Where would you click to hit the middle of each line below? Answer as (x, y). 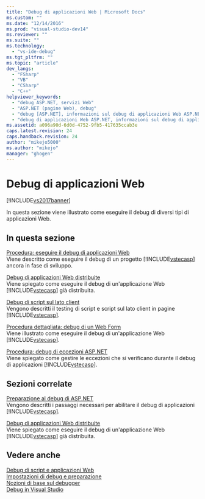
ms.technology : (26, 46)
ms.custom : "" (24, 18)
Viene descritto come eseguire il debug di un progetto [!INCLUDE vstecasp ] (101, 259)
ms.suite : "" (23, 40)
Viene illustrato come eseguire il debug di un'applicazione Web (85, 333)
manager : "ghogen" (30, 154)
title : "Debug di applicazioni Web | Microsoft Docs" (76, 12)
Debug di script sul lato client (43, 302)
